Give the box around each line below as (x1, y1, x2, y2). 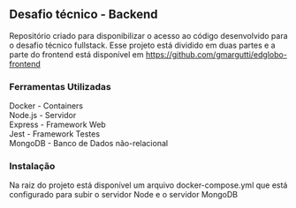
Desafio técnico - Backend (9, 7, 158, 22)
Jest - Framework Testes (9, 129, 100, 139)
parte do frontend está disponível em (9, 48, 144, 60)
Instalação (9, 160, 56, 173)
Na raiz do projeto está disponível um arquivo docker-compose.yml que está (9, 180, 288, 190)
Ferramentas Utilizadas (9, 80, 112, 93)
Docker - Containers (9, 100, 84, 111)
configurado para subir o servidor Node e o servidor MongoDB (9, 189, 239, 200)
